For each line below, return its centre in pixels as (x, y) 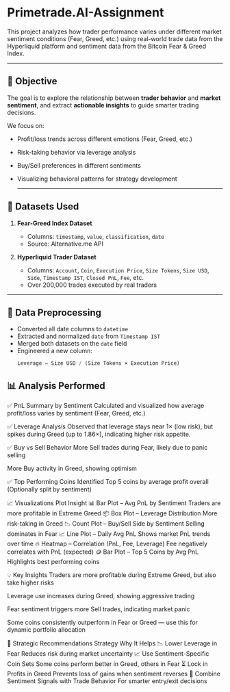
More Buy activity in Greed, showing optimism (72, 469)
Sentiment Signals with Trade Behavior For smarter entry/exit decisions (107, 681)
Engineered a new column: (54, 351)
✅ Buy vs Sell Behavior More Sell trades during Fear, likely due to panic (107, 448)
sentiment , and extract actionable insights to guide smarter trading (103, 105)
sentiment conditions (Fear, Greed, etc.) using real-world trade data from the (115, 38)
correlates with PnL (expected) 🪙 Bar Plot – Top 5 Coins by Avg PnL (103, 552)
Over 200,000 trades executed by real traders (92, 285)
